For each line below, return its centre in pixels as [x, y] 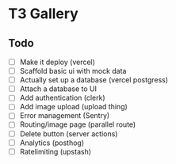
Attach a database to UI [58, 89]
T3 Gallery [44, 14]
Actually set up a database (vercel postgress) [94, 80]
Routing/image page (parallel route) [78, 124]
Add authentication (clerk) [62, 98]
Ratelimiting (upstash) [55, 151]
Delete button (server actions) [69, 133]
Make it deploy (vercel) [57, 62]
